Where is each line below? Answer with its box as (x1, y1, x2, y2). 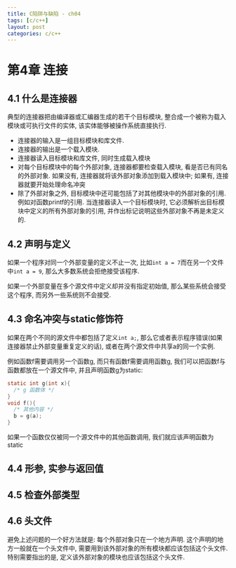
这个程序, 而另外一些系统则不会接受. (7, 291, 112, 299)
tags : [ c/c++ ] (7, 17, 49, 24)
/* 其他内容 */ (13, 406, 54, 413)
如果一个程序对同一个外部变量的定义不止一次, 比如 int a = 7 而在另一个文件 (7, 258, 224, 267)
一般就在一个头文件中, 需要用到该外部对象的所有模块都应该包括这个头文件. (13, 543, 228, 553)
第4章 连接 (7, 63, 68, 78)
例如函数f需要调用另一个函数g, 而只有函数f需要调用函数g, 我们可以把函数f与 (7, 357, 226, 365)
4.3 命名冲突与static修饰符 (7, 313, 124, 325)
